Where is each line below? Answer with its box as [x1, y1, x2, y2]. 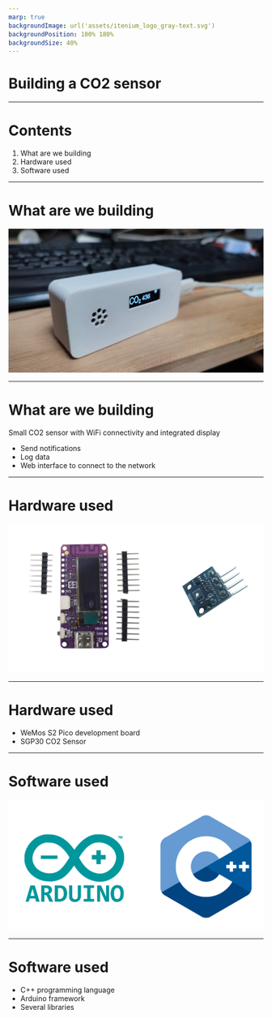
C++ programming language [19, 985, 115, 995]
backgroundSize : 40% [8, 39, 79, 47]
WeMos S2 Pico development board [19, 728, 140, 738]
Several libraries [19, 1003, 74, 1012]
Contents [8, 121, 73, 140]
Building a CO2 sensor [8, 75, 162, 93]
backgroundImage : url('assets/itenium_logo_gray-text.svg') [8, 21, 216, 30]
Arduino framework [19, 994, 85, 1003]
